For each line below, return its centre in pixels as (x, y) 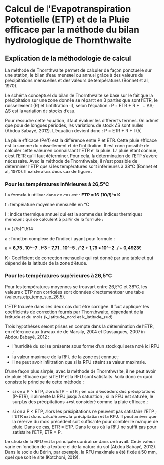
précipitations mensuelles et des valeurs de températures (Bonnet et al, (77, 80)
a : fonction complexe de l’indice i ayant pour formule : (60, 239)
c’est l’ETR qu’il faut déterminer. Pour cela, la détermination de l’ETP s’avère (81, 156)
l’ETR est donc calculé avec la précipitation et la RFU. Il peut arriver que (84, 416)
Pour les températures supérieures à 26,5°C (59, 276)
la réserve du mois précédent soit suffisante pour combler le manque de (85, 421)
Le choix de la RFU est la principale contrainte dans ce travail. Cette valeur (80, 441)
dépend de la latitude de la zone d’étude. (46, 263)
